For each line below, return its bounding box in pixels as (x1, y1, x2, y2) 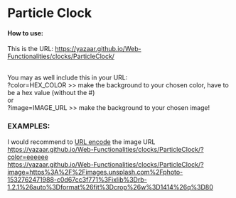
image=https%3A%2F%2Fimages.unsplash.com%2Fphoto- (7, 167, 183, 176)
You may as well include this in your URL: (7, 73, 128, 82)
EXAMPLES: (7, 121, 50, 131)
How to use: (7, 28, 44, 37)
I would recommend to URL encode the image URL (7, 137, 156, 146)
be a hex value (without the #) (7, 89, 95, 97)
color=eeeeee (7, 153, 48, 161)
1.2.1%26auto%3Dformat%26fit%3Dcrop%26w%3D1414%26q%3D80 (7, 182, 213, 191)
